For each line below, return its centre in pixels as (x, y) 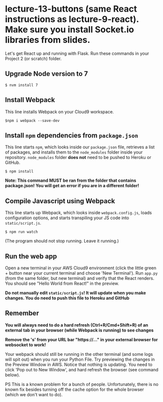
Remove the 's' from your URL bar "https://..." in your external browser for (81, 339)
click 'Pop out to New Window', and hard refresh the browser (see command (82, 369)
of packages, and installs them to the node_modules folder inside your (74, 152)
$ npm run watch (21, 232)
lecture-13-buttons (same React (71, 9)
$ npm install (19, 172)
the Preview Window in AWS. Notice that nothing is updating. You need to (79, 364)
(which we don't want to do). (34, 394)
